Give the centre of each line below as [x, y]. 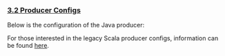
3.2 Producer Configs [44, 10]
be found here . [28, 46]
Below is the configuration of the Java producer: [76, 25]
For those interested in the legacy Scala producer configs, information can [113, 38]
